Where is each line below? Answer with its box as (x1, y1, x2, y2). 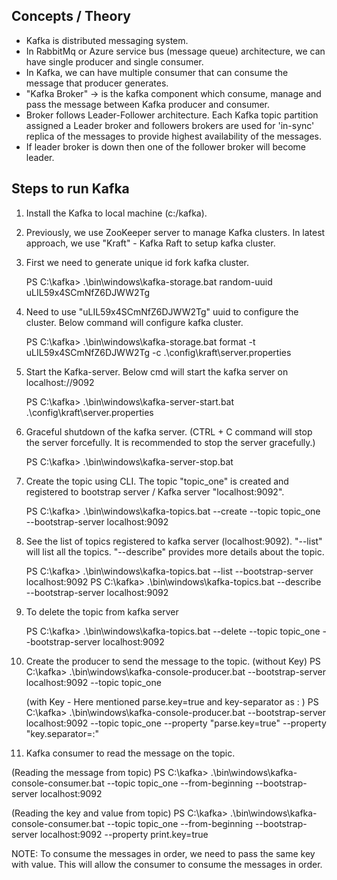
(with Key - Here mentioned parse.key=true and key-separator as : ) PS (25, 695, 319, 708)
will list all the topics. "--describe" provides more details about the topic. (25, 545, 325, 558)
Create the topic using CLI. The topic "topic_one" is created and (25, 475, 289, 487)
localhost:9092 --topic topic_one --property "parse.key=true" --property (25, 717, 327, 729)
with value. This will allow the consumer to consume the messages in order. (11, 858, 323, 870)
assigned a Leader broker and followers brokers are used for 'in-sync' (25, 119, 315, 131)
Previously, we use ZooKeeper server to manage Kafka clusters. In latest (25, 226, 326, 238)
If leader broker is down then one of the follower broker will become (25, 140, 307, 153)
